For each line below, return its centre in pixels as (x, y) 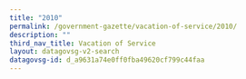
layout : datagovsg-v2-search (64, 52)
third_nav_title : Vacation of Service (83, 43)
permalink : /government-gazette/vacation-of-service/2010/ (123, 26)
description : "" (40, 35)
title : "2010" (36, 18)
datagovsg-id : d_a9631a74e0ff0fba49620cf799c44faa (107, 60)
